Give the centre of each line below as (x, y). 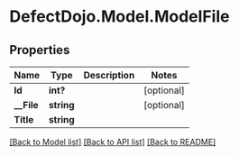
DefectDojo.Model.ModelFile (119, 17)
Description (109, 75)
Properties (40, 50)
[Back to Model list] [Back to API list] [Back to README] (113, 142)
